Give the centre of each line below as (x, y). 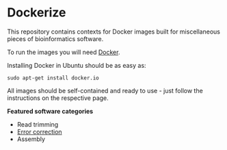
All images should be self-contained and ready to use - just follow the (105, 90)
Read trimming (38, 124)
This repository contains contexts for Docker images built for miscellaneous (114, 32)
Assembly (31, 139)
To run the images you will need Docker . (64, 52)
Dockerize (37, 13)
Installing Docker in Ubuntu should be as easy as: (77, 65)
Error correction (40, 132)
